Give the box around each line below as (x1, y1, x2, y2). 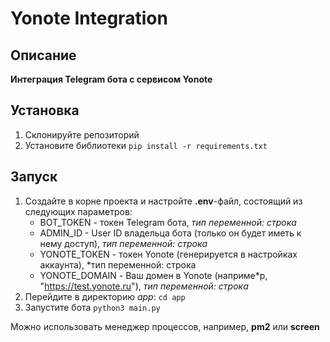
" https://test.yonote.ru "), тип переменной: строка (39, 280, 249, 292)
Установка (10, 102, 80, 119)
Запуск (10, 168, 58, 186)
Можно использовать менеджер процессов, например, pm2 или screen (10, 320, 320, 332)
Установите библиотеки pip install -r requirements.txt (24, 139, 268, 151)
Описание (10, 47, 77, 64)
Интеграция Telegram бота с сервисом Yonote (10, 73, 213, 85)
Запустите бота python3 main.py (24, 301, 161, 313)
